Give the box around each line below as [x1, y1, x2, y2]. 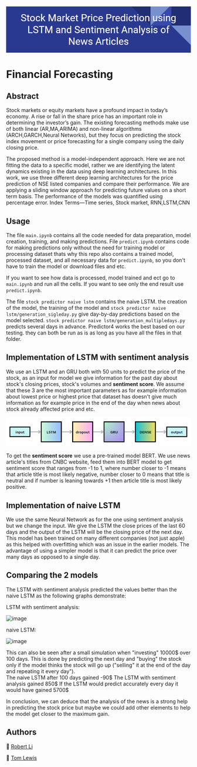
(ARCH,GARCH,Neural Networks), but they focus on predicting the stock [6, 131, 181, 138]
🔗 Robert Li [6, 743, 33, 750]
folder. [6, 336, 22, 343]
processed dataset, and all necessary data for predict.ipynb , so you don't [6, 256, 186, 264]
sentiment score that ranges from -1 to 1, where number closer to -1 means [6, 465, 186, 472]
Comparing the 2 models [6, 570, 98, 580]
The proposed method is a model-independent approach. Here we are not [6, 156, 185, 163]
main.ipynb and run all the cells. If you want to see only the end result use [6, 281, 184, 288]
